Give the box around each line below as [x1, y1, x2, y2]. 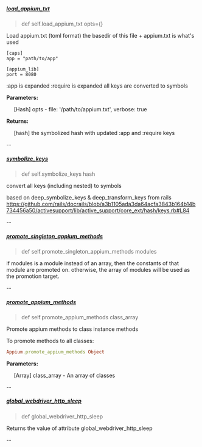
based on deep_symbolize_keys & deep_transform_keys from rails [6, 193, 172, 201]
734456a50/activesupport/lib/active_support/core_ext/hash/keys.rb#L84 [6, 207, 190, 214]
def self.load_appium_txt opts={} [21, 20, 103, 27]
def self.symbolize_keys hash [21, 170, 96, 178]
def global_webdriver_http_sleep [21, 412, 103, 420]
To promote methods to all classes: [6, 337, 94, 344]
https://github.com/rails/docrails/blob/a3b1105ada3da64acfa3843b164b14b [6, 200, 196, 207]
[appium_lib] [6, 66, 40, 72]
